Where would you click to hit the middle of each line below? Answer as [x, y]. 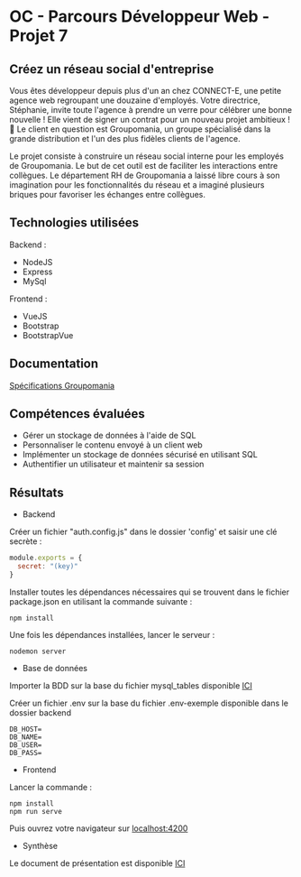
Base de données [55, 668]
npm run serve [36, 811]
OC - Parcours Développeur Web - [140, 17]
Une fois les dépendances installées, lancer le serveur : [112, 634]
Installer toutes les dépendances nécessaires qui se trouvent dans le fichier [150, 592]
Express [37, 272]
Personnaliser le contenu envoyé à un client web [112, 445]
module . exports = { [46, 558]
